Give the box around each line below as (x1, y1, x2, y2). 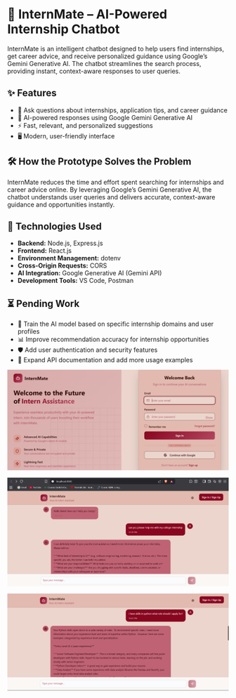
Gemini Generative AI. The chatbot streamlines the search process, (7, 59, 202, 67)
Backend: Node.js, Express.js (17, 239, 103, 248)
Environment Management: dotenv (17, 254, 122, 263)
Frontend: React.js (17, 246, 72, 255)
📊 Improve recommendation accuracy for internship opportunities (17, 335, 209, 343)
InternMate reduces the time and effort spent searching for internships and (7, 178, 224, 186)
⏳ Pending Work (7, 298, 80, 310)
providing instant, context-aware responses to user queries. (7, 67, 181, 75)
